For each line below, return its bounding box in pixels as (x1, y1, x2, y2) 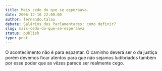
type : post (5, 36, 28, 41)
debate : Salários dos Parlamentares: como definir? (5, 21, 116, 27)
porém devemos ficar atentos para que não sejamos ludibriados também (5, 54, 156, 60)
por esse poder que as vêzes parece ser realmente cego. (5, 60, 125, 66)
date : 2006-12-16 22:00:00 (5, 12, 62, 17)
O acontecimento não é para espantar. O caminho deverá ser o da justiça (5, 49, 157, 55)
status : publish (5, 31, 39, 36)
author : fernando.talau (5, 17, 56, 22)
